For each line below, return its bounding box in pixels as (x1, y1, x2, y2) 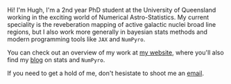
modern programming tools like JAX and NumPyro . (7, 35, 146, 43)
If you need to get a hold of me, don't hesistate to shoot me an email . (7, 69, 205, 77)
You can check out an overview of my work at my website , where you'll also (7, 48, 224, 56)
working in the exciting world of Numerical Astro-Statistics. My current (7, 13, 209, 21)
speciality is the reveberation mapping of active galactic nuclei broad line (7, 21, 216, 28)
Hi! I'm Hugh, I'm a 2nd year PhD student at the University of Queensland (7, 6, 216, 14)
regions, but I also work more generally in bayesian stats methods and (7, 28, 208, 36)
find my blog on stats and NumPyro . (7, 56, 105, 64)
